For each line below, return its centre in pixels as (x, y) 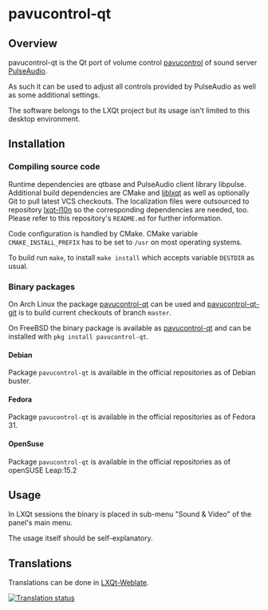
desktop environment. (44, 119)
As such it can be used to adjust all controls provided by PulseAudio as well (132, 86)
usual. (18, 266)
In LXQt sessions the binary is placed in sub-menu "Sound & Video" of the (130, 514)
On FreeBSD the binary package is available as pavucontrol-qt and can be (130, 327)
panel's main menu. (41, 523)
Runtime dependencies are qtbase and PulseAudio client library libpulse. (127, 184)
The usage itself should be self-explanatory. (81, 538)
